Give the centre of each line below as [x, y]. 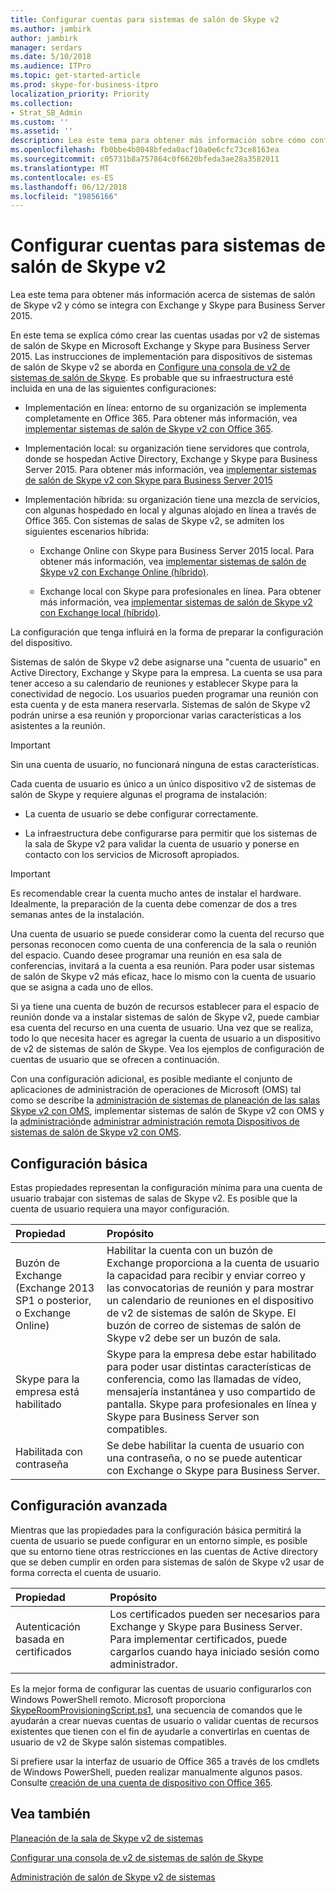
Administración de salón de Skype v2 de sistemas [113, 1877]
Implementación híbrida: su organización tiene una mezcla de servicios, [172, 500]
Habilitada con [49, 1451]
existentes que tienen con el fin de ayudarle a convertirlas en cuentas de [160, 1731]
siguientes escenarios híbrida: [87, 532]
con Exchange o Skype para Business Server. [213, 1470]
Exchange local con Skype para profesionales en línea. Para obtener [180, 592]
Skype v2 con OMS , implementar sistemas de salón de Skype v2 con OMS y [167, 1111]
